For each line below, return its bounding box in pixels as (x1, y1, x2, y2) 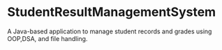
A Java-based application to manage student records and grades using (7, 27, 212, 35)
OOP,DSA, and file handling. (7, 34, 88, 42)
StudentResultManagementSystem (7, 4, 216, 20)
